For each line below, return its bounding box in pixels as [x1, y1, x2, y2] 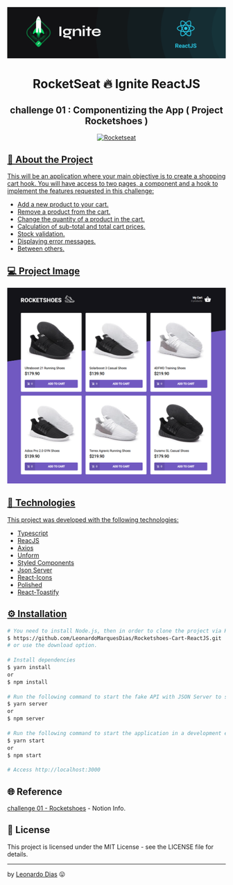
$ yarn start [7, 737, 45, 744]
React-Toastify [17, 588, 60, 596]
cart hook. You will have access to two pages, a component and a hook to [7, 179, 218, 187]
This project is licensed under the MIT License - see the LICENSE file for [7, 843, 214, 851]
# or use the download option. [7, 642, 98, 649]
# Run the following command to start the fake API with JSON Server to [7, 693, 222, 700]
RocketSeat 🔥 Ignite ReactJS [32, 76, 201, 92]
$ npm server [7, 715, 45, 723]
